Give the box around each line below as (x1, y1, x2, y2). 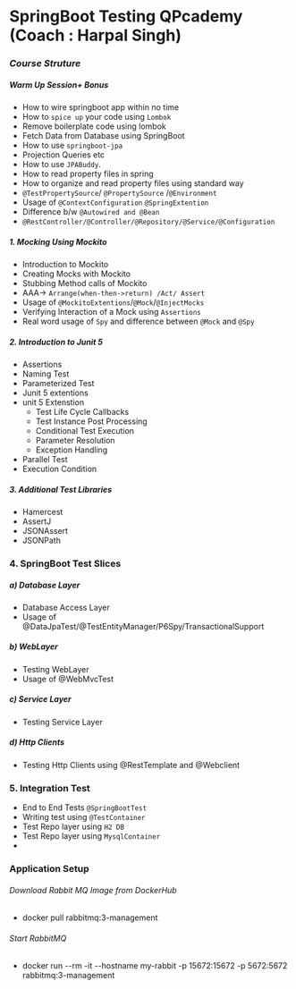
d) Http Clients (9, 737, 65, 748)
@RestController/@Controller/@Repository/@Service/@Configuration (21, 217, 275, 227)
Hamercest (21, 506, 63, 517)
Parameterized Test (21, 378, 95, 389)
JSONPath (21, 535, 61, 545)
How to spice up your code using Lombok (21, 112, 172, 123)
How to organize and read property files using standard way (21, 178, 244, 189)
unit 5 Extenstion (21, 397, 85, 408)
